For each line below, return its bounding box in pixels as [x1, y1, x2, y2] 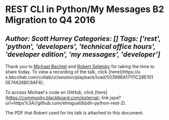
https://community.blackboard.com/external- [7, 95, 101, 100]
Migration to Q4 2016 [5, 14, 96, 26]
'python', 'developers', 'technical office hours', [5, 42, 156, 51]
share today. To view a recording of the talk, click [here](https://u [5, 69, 141, 75]
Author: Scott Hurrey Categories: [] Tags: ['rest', [5, 34, 161, 43]
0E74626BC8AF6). [5, 80, 44, 85]
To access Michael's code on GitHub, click [5, 89, 94, 95]
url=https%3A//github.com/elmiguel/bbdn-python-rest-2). [5, 100, 127, 106]
